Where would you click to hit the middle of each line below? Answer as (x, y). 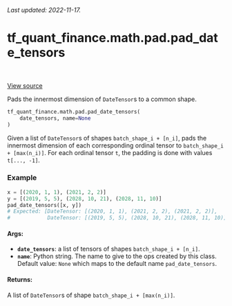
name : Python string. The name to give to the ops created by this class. (117, 256)
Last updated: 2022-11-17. (44, 10)
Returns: (20, 280)
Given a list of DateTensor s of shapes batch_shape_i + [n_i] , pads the (107, 138)
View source (25, 85)
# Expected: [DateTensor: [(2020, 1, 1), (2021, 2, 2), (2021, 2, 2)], (112, 211)
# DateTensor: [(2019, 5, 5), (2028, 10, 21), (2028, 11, (109, 218)
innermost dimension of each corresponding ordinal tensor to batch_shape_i (116, 145)
